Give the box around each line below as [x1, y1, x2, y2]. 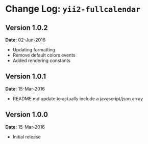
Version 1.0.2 [5, 23, 48, 32]
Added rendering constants [12, 57, 70, 64]
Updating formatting [12, 47, 56, 52]
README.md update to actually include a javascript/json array [12, 95, 143, 102]
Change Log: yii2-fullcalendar [5, 3, 141, 15]
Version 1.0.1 [5, 72, 46, 81]
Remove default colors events [12, 52, 76, 58]
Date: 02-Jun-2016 [5, 37, 46, 43]
